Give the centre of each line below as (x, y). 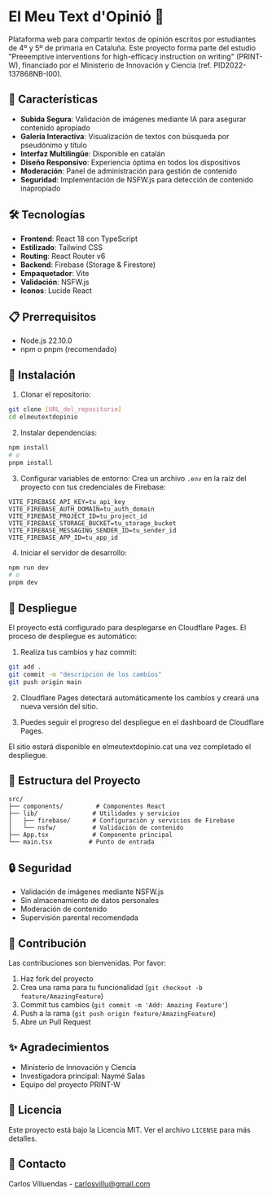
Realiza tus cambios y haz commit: (78, 652)
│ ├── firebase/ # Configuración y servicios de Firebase (121, 821)
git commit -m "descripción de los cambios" (85, 674)
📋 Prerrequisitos (53, 317)
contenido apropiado (55, 127)
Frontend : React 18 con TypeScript (79, 239)
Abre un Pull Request (55, 1022)
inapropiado (40, 188)
